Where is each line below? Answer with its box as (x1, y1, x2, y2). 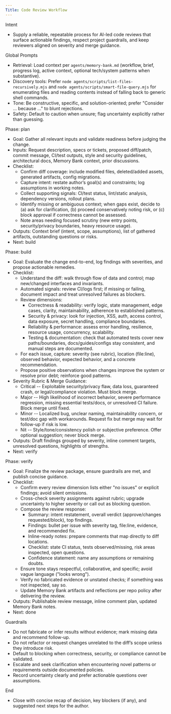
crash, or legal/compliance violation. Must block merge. (20, 389, 138, 395)
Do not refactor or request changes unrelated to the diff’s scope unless (12, 640, 162, 646)
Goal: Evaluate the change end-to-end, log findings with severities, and (12, 259, 163, 265)
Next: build (12, 239, 36, 245)
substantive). (12, 72, 40, 79)
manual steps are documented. (28, 345, 93, 351)
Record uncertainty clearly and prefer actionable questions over (12, 672, 148, 678)
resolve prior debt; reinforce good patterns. (20, 372, 112, 378)
